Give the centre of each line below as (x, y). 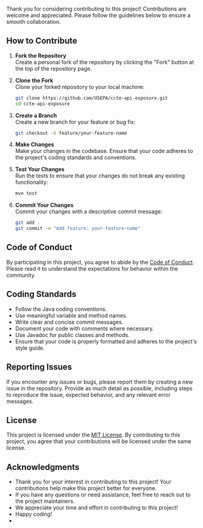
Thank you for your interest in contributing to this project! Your (93, 482)
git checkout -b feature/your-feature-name (71, 133)
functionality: (32, 182)
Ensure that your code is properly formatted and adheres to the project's (106, 341)
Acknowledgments (43, 467)
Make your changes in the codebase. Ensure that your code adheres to (104, 151)
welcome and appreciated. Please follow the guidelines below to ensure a (98, 15)
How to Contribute (42, 41)
